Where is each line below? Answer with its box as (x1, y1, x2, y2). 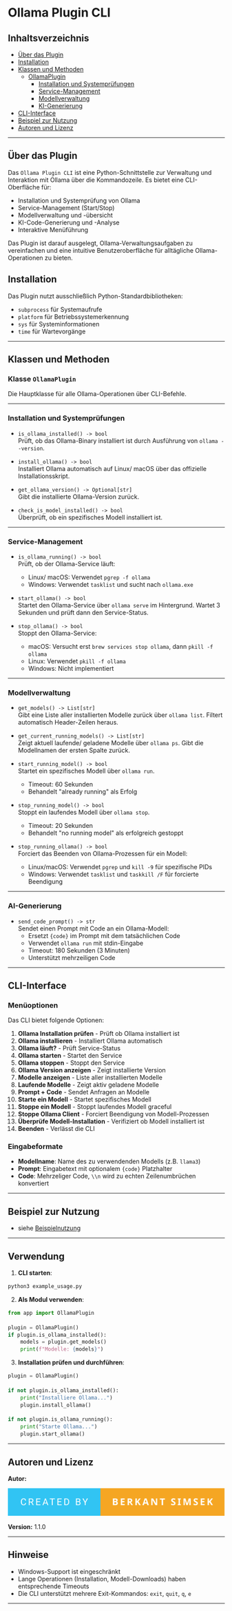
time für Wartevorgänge (17, 327, 86, 335)
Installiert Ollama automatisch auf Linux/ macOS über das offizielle (17, 464, 207, 472)
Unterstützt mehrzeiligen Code (28, 953, 116, 962)
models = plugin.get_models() (20, 1338, 107, 1346)
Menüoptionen (8, 1000, 59, 1010)
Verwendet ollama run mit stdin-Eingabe (28, 939, 144, 947)
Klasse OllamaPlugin (8, 374, 76, 384)
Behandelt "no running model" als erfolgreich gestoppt (28, 829, 184, 838)
